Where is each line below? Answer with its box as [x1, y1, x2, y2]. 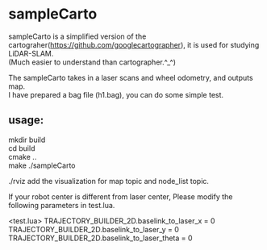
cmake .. [8, 152, 37, 161]
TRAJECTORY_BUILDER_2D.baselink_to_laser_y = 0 [8, 224, 180, 234]
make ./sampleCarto [8, 160, 76, 170]
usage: [8, 114, 44, 127]
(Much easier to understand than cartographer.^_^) [8, 57, 176, 67]
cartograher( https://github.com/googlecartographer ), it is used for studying [8, 40, 260, 49]
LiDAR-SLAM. [8, 48, 54, 58]
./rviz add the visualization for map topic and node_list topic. [8, 176, 210, 185]
